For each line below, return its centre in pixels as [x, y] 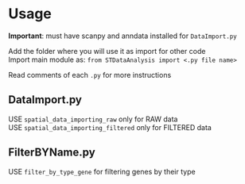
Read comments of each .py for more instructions [90, 75]
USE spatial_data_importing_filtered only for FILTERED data [110, 127]
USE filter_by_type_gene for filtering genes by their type [102, 171]
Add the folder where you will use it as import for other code [107, 51]
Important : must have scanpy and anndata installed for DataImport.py [122, 36]
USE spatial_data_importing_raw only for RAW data [93, 119]
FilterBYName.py [52, 153]
